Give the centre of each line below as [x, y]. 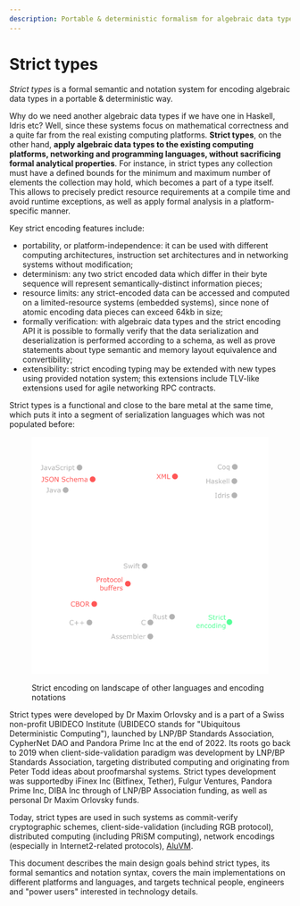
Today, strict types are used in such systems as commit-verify [124, 817]
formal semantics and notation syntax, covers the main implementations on [147, 872]
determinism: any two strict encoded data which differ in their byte [145, 273]
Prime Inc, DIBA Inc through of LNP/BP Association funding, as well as [138, 790]
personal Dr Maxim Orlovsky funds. [75, 800]
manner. [56, 211]
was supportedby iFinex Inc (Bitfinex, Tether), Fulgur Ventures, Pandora [141, 781]
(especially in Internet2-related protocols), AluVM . [101, 845]
